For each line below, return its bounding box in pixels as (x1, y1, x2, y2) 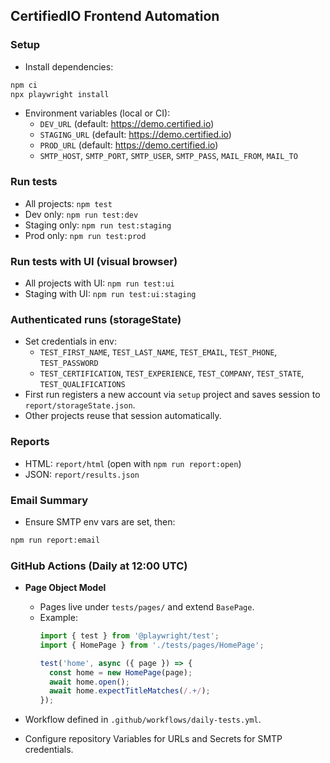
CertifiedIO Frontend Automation (10, 8, 220, 25)
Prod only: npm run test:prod (24, 229, 147, 241)
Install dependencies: (24, 60, 114, 73)
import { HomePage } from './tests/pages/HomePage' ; (39, 640, 265, 650)
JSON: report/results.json (24, 468, 140, 480)
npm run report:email (10, 535, 101, 545)
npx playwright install (10, 89, 110, 99)
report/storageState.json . (24, 399, 136, 411)
